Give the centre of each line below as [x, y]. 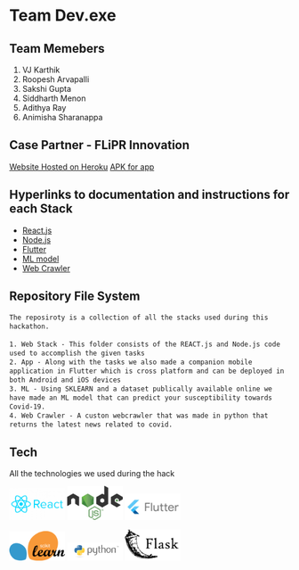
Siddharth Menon [54, 98]
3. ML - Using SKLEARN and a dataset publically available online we [141, 389]
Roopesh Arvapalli [56, 79]
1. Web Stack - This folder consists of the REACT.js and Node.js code [145, 344]
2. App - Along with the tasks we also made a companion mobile [131, 362]
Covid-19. [28, 407]
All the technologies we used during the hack [92, 474]
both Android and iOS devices [65, 380]
